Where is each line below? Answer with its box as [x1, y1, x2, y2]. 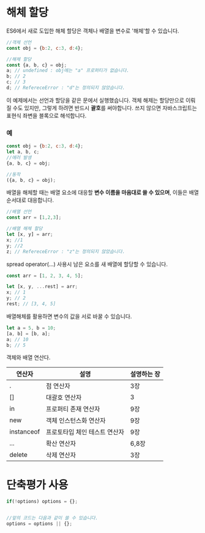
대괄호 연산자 [45, 394, 82, 402]
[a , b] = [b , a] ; [6, 330, 51, 337]
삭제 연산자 [45, 451, 76, 459]
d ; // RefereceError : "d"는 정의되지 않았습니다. [6, 85, 125, 91]
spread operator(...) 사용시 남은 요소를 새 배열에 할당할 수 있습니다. [6, 260, 168, 268]
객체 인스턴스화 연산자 [45, 416, 106, 425]
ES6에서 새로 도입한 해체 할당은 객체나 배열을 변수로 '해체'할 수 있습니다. [6, 27, 179, 34]
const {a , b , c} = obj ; [6, 62, 67, 68]
